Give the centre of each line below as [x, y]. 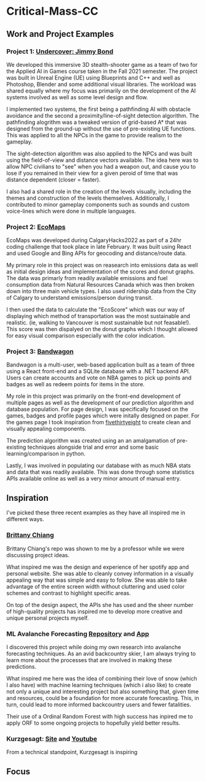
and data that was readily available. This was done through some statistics [101, 472]
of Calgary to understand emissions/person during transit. [80, 298]
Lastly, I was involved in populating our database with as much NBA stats [99, 466]
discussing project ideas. [38, 555]
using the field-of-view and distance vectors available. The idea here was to [102, 160]
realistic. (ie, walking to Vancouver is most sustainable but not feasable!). [99, 322]
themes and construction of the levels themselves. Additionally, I [88, 198]
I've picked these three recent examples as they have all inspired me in [96, 512]
